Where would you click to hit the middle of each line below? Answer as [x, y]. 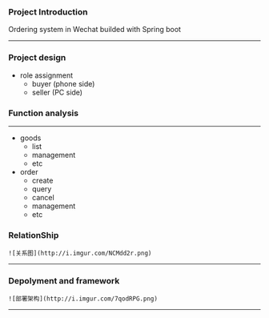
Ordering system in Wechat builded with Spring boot [95, 30]
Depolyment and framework [64, 281]
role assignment [46, 75]
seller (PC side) [57, 92]
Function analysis [43, 113]
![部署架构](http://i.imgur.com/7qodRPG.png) [83, 299]
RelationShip [34, 235]
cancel [43, 197]
